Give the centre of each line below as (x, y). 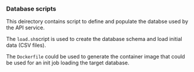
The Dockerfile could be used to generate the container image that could (96, 57)
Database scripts (31, 9)
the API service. (25, 28)
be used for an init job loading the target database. (68, 63)
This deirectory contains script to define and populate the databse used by (97, 22)
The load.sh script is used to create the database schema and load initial (94, 39)
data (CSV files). (26, 45)
